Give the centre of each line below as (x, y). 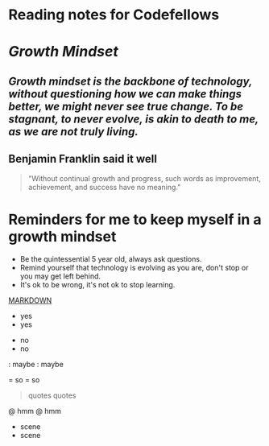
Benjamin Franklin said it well (83, 159)
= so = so (24, 379)
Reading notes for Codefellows (114, 15)
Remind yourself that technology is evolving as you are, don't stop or (134, 267)
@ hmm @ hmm (35, 411)
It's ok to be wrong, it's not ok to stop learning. (97, 284)
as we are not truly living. (74, 132)
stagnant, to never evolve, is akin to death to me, (134, 119)
